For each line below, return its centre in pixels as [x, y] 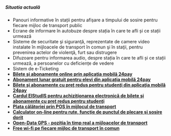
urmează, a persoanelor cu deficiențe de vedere [63, 63]
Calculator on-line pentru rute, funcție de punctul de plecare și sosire [87, 112]
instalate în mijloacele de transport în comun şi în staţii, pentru [78, 47]
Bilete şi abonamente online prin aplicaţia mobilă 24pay [73, 74]
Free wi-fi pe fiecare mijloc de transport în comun [66, 128]
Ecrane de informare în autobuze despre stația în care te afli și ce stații [87, 31]
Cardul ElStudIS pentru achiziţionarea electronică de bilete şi [78, 96]
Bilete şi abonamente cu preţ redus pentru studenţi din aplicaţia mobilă [89, 85]
